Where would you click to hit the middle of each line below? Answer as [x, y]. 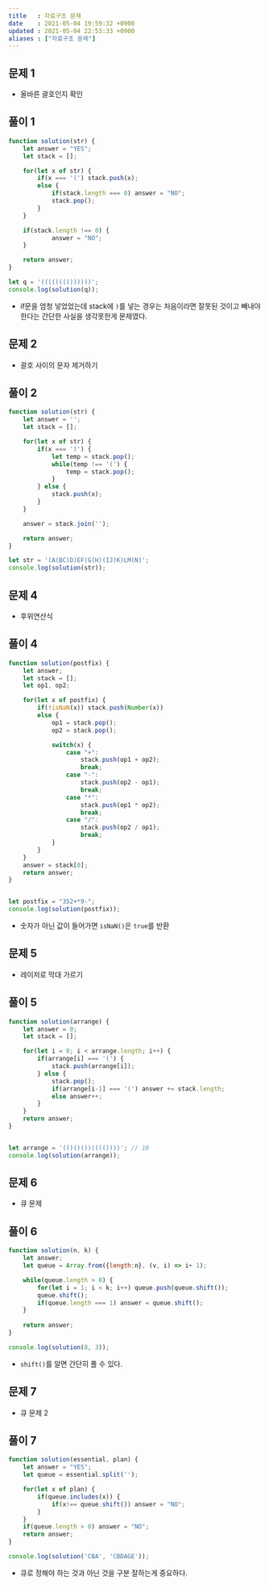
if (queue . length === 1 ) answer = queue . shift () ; [120, 1303]
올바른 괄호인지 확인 [51, 95]
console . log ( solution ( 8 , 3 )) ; [59, 1347]
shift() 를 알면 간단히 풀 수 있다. [71, 1364]
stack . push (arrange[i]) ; [93, 1066]
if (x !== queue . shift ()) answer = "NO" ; [118, 1504]
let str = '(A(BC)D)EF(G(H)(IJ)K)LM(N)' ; [79, 561]
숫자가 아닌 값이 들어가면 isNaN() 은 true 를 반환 [95, 925]
